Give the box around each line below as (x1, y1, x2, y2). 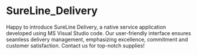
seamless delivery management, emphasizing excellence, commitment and (6, 36, 188, 43)
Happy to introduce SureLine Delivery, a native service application (6, 23, 166, 30)
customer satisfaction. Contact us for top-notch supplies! (6, 42, 145, 49)
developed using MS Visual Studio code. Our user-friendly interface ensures (6, 29, 191, 36)
